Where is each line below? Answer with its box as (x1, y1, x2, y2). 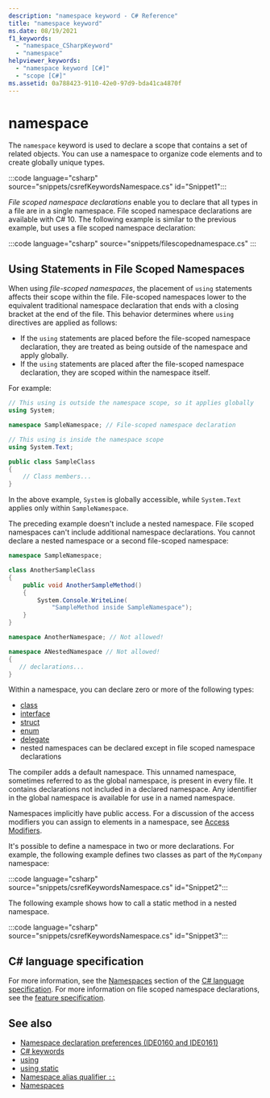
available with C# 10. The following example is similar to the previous (8, 214, 236, 224)
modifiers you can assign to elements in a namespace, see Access (8, 817, 230, 827)
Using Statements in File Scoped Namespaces (8, 262, 245, 276)
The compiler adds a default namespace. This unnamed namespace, (8, 767, 236, 777)
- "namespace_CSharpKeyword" (15, 42, 114, 50)
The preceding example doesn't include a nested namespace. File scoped (8, 519, 254, 529)
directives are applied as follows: (8, 318, 118, 327)
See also (8, 1017, 52, 1030)
